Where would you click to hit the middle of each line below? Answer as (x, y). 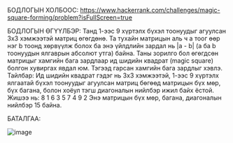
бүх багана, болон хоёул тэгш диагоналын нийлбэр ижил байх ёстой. (111, 90)
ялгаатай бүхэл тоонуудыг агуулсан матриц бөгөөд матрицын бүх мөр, (114, 83)
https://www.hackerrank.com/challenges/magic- (150, 10)
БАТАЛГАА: (24, 119)
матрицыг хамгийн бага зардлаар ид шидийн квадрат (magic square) (111, 61)
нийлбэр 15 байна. (35, 105)
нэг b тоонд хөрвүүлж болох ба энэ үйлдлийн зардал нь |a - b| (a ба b (112, 46)
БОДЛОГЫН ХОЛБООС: (43, 10)
